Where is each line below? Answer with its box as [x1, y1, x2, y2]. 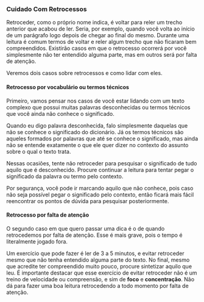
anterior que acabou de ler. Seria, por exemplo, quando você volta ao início [6, 25, 195, 32]
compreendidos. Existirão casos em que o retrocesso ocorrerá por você [6, 45, 187, 52]
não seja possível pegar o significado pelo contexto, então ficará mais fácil [6, 191, 194, 198]
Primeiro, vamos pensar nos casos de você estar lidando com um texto [6, 97, 185, 104]
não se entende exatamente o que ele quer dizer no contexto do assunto [6, 141, 189, 148]
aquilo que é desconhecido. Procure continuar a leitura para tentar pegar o [6, 166, 194, 173]
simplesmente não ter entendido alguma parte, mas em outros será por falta [6, 51, 197, 59]
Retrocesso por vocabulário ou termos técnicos [6, 83, 130, 90]
